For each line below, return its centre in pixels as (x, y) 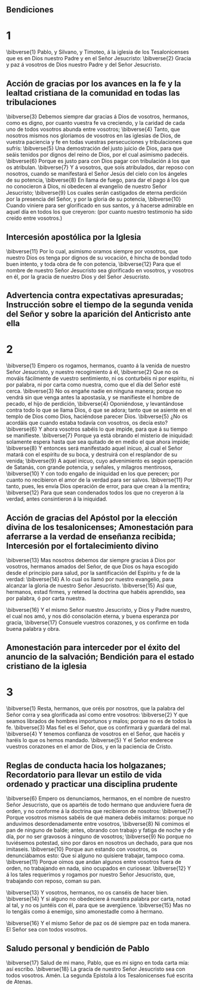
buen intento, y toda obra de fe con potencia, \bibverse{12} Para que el (93, 264)
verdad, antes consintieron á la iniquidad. (57, 499)
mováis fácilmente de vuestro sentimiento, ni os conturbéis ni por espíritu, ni (100, 378)
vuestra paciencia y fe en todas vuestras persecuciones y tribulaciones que (99, 142)
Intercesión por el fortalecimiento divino (82, 546)
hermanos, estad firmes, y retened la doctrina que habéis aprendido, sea (96, 592)
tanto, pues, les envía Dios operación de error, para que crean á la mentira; (98, 486)
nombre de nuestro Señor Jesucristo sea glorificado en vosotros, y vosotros (100, 270)
